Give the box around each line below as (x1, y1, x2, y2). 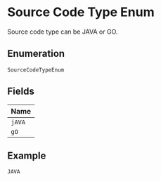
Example (7, 149, 46, 161)
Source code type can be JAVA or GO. (7, 27, 118, 36)
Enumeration (7, 48, 65, 60)
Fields (7, 86, 35, 98)
